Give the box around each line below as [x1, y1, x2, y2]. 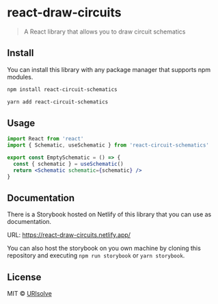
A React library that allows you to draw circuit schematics [23, 27, 186, 36]
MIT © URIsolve [7, 290, 53, 298]
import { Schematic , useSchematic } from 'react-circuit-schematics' [7, 142, 210, 149]
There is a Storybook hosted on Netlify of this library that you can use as [7, 210, 212, 218]
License [7, 271, 42, 283]
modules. [7, 73, 33, 81]
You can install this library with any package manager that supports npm [7, 65, 211, 73]
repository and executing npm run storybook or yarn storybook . [7, 251, 185, 259]
